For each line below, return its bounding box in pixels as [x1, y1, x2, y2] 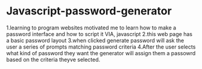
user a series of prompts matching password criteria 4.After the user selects [6, 43, 196, 50]
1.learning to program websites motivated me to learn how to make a [6, 24, 177, 31]
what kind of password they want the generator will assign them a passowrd [6, 49, 196, 56]
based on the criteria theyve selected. [6, 56, 101, 63]
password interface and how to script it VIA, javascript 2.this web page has [6, 30, 193, 37]
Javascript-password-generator [6, 4, 172, 18]
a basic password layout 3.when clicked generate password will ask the [6, 37, 185, 44]
